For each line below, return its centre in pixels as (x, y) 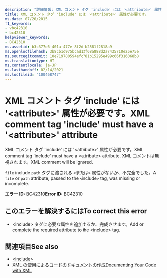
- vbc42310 (16, 28)
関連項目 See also (32, 247)
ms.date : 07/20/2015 (27, 19)
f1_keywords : (19, 24)
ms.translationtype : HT (30, 61)
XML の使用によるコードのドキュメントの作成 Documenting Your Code (84, 265)
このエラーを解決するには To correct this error (76, 211)
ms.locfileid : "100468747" (33, 75)
